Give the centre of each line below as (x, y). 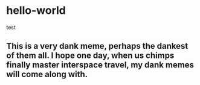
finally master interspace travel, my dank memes (100, 65)
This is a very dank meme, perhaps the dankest (97, 46)
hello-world (36, 11)
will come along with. (47, 74)
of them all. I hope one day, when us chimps (90, 56)
